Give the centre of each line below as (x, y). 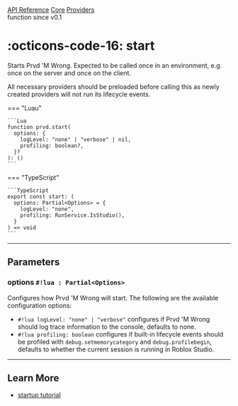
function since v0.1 (35, 17)
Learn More (33, 378)
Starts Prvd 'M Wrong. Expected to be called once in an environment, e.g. (115, 65)
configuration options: (40, 305)
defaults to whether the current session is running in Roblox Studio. (116, 349)
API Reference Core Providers (51, 10)
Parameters (34, 263)
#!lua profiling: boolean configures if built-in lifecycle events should (120, 334)
